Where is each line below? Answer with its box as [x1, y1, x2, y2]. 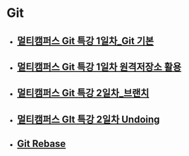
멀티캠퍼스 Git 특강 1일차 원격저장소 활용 [16, 61, 181, 73]
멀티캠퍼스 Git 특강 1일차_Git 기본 [16, 35, 154, 47]
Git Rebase [16, 138, 66, 150]
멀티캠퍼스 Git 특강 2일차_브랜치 [16, 87, 150, 100]
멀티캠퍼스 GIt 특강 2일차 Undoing [16, 113, 160, 125]
